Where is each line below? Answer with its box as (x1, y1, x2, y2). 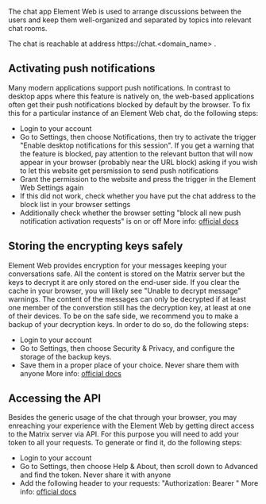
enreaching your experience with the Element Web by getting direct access (8, 421, 255, 431)
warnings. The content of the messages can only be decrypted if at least (8, 294, 246, 304)
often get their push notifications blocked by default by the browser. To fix (8, 99, 251, 110)
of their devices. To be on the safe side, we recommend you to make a (8, 311, 239, 321)
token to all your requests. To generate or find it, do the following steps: (8, 438, 242, 448)
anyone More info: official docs (19, 368, 121, 378)
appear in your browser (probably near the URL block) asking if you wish (19, 157, 258, 167)
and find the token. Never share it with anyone (19, 470, 172, 479)
